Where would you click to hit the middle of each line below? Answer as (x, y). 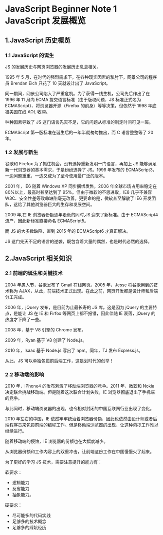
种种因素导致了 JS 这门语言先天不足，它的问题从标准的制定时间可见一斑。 (79, 122)
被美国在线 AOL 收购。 (27, 112)
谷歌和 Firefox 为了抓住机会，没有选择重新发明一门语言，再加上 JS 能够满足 (81, 164)
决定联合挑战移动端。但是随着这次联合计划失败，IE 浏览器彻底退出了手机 (78, 392)
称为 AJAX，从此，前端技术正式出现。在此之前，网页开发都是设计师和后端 (83, 291)
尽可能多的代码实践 (31, 516)
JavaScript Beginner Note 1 (61, 9)
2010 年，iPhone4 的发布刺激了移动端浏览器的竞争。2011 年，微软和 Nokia (80, 386)
